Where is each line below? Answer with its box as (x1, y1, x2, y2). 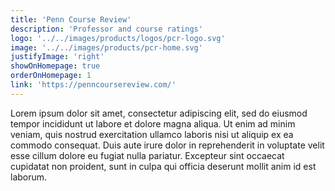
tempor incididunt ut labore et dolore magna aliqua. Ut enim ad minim (10, 117, 296, 130)
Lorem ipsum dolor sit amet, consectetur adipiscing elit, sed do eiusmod (10, 107, 308, 119)
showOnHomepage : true (10, 61, 101, 71)
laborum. (10, 171, 48, 183)
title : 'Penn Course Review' (10, 14, 132, 25)
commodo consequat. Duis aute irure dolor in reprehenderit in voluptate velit (10, 139, 325, 151)
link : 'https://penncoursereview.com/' (10, 80, 177, 90)
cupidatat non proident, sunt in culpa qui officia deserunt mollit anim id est (10, 160, 317, 172)
